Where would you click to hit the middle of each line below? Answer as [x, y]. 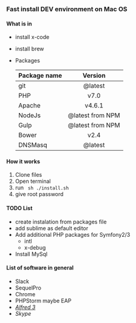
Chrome [25, 294]
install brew [29, 49]
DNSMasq [32, 145]
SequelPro [28, 288]
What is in [19, 24]
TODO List [19, 208]
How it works [23, 161]
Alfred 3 [25, 307]
